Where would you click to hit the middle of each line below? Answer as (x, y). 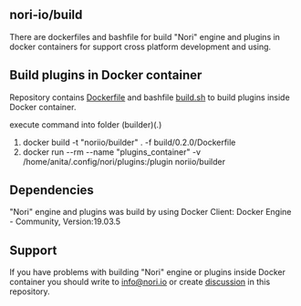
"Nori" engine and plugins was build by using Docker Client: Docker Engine (150, 212)
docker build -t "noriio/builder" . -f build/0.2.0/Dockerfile (129, 142)
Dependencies (52, 190)
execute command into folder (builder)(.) (86, 124)
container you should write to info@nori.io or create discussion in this (140, 282)
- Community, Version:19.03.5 (65, 221)
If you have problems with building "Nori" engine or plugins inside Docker (147, 272)
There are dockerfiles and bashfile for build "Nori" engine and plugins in (145, 36)
